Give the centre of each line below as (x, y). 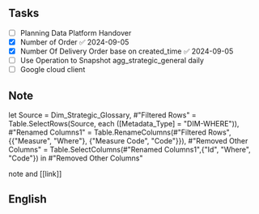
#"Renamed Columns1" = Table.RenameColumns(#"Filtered (107, 132)
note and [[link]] (35, 173)
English (28, 199)
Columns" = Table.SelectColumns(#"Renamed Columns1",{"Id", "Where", (129, 149)
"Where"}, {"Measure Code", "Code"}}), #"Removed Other (151, 140)
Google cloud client (53, 70)
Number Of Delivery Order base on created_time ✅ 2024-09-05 (127, 51)
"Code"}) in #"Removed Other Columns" (76, 158)
